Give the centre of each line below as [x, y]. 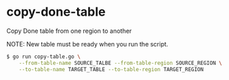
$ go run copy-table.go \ [43, 56]
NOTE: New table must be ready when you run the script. [87, 44]
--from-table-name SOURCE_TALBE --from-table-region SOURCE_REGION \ [121, 63]
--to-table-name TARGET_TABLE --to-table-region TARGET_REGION [111, 69]
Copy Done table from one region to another [69, 31]
